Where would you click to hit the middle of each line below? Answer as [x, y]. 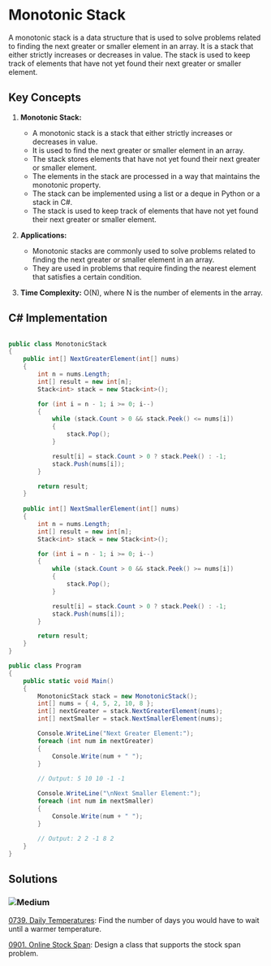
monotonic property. [67, 185]
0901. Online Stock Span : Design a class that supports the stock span [125, 944]
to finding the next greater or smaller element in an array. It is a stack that [131, 46]
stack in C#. [52, 202]
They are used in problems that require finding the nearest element [144, 268]
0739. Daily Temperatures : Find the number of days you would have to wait [134, 920]
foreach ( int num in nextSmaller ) [96, 801]
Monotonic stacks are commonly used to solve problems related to [144, 250]
